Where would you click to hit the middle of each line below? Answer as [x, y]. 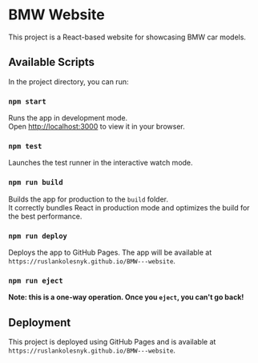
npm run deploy [38, 236]
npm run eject [36, 280]
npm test [25, 146]
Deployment [40, 322]
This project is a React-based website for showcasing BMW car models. [127, 37]
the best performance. [45, 216]
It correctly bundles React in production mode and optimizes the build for [129, 207]
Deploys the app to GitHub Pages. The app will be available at [110, 252]
